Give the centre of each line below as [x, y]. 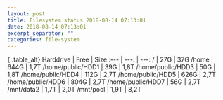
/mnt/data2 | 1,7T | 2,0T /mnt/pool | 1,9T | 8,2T [75, 90]
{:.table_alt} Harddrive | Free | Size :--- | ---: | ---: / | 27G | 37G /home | [110, 59]
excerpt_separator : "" [40, 33]
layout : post [26, 14]
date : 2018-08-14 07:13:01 [47, 27]
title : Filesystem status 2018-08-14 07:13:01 [77, 20]
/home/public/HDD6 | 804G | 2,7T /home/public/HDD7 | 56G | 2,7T [104, 82]
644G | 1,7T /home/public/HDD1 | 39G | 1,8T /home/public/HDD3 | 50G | [111, 67]
